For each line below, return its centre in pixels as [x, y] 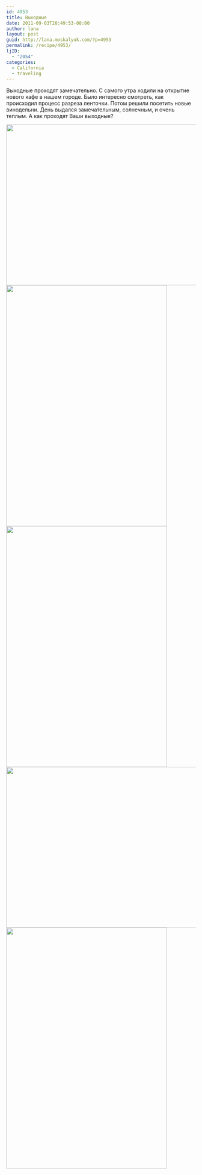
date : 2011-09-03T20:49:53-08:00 [48, 23]
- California [28, 68]
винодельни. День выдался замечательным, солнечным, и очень [90, 110]
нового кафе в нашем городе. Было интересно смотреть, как [85, 97]
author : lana [23, 29]
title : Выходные [26, 17]
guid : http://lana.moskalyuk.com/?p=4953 [59, 40]
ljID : [13, 51]
